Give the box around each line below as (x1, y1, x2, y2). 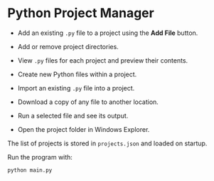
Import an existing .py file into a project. (17, 83, 135, 92)
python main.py (7, 166, 53, 174)
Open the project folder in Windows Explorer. (17, 125, 150, 133)
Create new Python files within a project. (17, 70, 137, 78)
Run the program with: (7, 152, 73, 161)
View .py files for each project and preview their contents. (17, 56, 188, 65)
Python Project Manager (7, 5, 154, 21)
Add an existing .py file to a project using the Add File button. (17, 29, 198, 37)
